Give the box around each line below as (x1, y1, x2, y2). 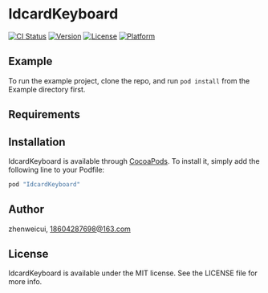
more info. (8, 277, 43, 287)
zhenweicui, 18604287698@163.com (8, 224, 131, 234)
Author (8, 202, 44, 217)
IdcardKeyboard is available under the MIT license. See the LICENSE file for (8, 268, 258, 278)
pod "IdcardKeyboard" (8, 180, 81, 189)
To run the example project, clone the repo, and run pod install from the (8, 75, 250, 85)
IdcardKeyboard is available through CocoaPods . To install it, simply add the (8, 156, 260, 165)
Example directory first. (8, 84, 86, 94)
